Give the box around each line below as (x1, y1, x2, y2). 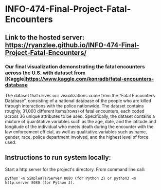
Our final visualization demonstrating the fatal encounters (5, 63, 145, 70)
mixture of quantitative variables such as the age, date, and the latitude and (5, 118, 157, 124)
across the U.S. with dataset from (5, 69, 86, 76)
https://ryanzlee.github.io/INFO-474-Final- (5, 41, 140, 49)
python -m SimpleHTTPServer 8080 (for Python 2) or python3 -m (5, 176, 136, 181)
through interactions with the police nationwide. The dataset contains (5, 103, 144, 108)
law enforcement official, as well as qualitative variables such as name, (5, 128, 147, 135)
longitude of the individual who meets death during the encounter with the (5, 124, 154, 129)
